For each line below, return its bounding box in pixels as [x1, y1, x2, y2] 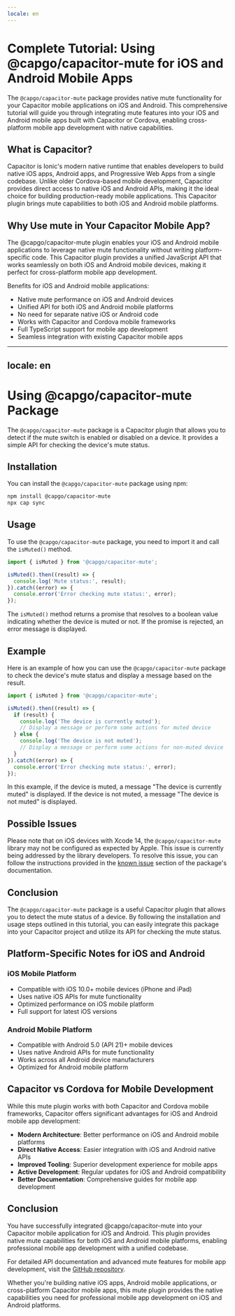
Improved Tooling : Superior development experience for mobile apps [17, 1160, 218, 1168]
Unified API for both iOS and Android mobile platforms [17, 303, 173, 311]
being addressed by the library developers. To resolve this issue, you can [7, 851, 218, 860]
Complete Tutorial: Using [7, 40, 155, 56]
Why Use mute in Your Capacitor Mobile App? [7, 219, 211, 231]
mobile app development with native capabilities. [32, 123, 174, 132]
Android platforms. [7, 1301, 62, 1309]
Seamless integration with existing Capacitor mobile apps [17, 332, 183, 341]
